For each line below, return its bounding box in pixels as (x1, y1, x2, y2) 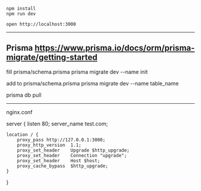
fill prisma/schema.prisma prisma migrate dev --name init (6, 68, 148, 75)
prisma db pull (6, 91, 42, 98)
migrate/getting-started (6, 53, 98, 63)
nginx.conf (6, 108, 33, 116)
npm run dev (6, 11, 36, 17)
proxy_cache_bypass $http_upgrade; (17, 163, 109, 169)
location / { (6, 131, 39, 137)
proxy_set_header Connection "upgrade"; (17, 152, 127, 158)
